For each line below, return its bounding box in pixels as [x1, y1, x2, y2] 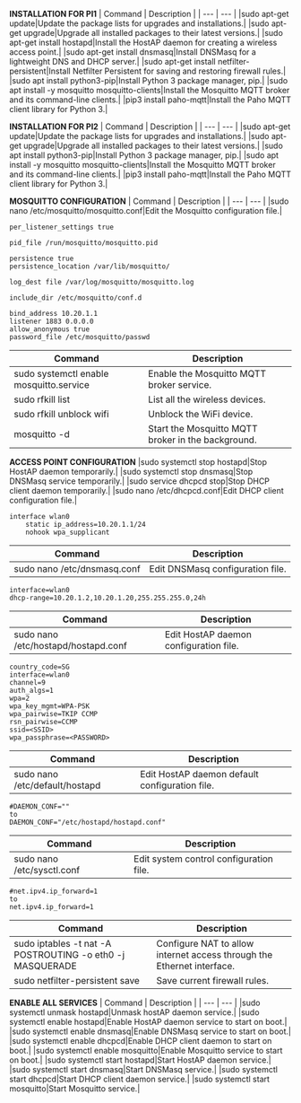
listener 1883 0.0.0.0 [9, 317, 94, 326]
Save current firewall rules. [156, 975, 270, 986]
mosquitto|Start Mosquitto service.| [9, 1083, 141, 1094]
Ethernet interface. [156, 960, 236, 972]
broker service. [147, 379, 212, 390]
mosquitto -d [13, 428, 70, 440]
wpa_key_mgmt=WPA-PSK [9, 702, 90, 711]
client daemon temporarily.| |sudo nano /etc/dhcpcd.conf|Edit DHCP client [9, 486, 284, 495]
